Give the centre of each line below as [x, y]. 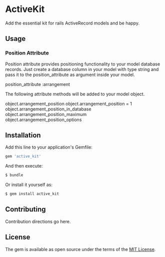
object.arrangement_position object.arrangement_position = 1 [69, 103]
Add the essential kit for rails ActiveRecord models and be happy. [72, 23]
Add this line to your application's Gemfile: [49, 147]
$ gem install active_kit [32, 194]
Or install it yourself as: [29, 185]
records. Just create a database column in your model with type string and [82, 69]
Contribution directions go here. [38, 221]
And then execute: [24, 166]
